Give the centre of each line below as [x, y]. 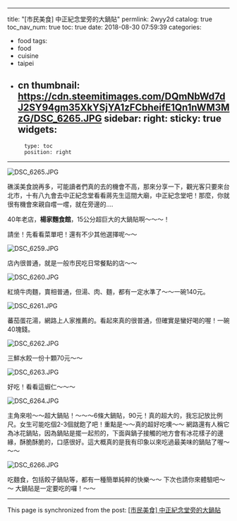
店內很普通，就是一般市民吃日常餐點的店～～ [72, 263]
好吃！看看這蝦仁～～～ [41, 387]
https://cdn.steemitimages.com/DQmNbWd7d [121, 96]
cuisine [28, 56]
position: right [48, 152]
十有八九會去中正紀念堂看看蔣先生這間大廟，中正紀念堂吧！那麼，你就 [128, 195]
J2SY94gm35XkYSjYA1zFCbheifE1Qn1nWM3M [123, 108]
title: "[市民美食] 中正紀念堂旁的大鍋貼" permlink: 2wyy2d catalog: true [110, 19]
